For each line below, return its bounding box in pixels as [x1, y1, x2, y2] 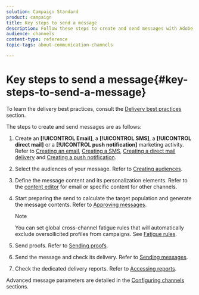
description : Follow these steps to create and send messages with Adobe [6, 25, 194, 32]
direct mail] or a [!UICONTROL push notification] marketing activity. [14, 141, 184, 148]
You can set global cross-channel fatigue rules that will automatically [14, 224, 184, 231]
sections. [6, 282, 29, 290]
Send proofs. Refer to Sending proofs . [14, 242, 108, 249]
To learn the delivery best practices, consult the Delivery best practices [6, 105, 182, 112]
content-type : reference [6, 36, 68, 42]
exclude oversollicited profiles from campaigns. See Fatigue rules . [14, 230, 178, 237]
